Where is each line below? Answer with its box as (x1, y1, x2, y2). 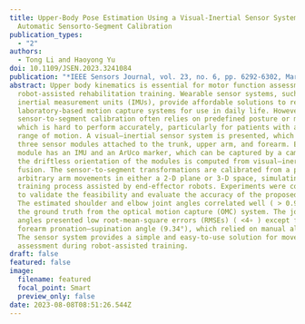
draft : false (9, 250, 59, 259)
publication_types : (9, 30, 84, 39)
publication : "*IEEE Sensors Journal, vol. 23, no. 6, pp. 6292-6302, (9, 73, 282, 82)
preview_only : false (17, 291, 95, 300)
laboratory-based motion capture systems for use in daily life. (17, 106, 271, 115)
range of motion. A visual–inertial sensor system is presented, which (17, 132, 295, 141)
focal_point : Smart (17, 283, 92, 292)
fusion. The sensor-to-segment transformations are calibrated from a (17, 165, 290, 174)
